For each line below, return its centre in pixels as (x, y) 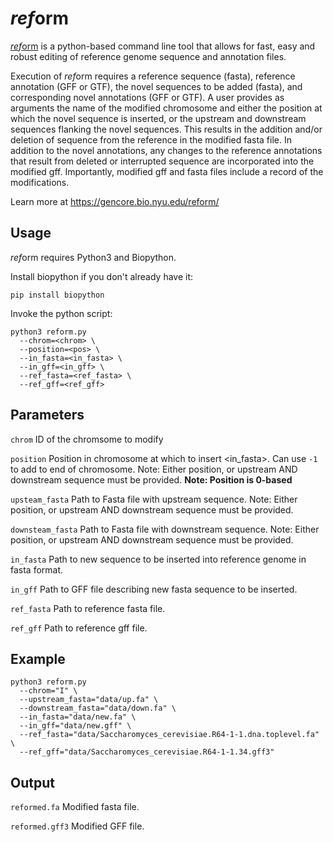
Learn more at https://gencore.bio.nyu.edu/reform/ (115, 201)
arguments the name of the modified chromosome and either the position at (166, 108)
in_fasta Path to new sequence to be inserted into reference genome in (158, 559)
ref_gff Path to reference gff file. (79, 628)
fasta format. (37, 569)
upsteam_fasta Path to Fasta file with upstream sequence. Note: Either (154, 499)
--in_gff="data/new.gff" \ (75, 726)
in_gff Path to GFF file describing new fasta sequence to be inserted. (154, 589)
